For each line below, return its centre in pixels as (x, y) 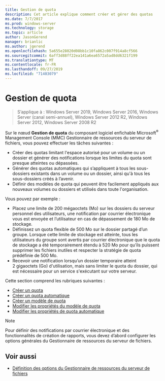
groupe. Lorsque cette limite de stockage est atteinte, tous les (75, 235)
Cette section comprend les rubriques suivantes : (55, 281)
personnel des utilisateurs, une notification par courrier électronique (82, 214)
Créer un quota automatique (41, 296)
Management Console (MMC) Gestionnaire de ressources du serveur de (78, 138)
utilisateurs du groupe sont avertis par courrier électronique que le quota (86, 240)
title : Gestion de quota (31, 10)
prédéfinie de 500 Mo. (35, 256)
